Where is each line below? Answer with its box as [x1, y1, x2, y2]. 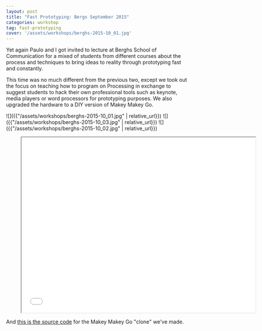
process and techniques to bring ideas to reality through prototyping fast [6, 59, 181, 66]
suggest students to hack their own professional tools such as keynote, [6, 89, 178, 96]
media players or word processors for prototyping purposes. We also [6, 95, 173, 102]
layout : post [6, 8, 38, 15]
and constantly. [6, 65, 43, 72]
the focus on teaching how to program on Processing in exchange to [6, 82, 171, 89]
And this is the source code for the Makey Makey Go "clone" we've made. [6, 318, 184, 325]
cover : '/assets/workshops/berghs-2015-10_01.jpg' [6, 30, 132, 36]
